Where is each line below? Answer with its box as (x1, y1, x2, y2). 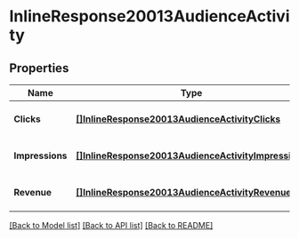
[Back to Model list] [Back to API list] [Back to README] (9, 220, 214, 230)
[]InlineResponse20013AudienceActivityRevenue (75, 187, 292, 198)
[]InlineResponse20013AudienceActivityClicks (75, 113, 281, 125)
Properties (9, 60, 69, 76)
